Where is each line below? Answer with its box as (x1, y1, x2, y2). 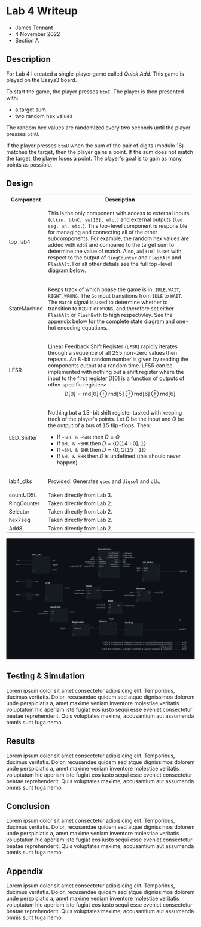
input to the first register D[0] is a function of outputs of (47, 375, 185, 382)
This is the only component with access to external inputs (47, 210, 190, 217)
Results (6, 736, 35, 747)
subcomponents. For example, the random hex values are (47, 235, 190, 242)
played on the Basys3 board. (6, 76, 77, 83)
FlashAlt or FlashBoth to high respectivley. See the (47, 311, 173, 318)
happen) (56, 459, 78, 466)
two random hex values (14, 112, 73, 119)
